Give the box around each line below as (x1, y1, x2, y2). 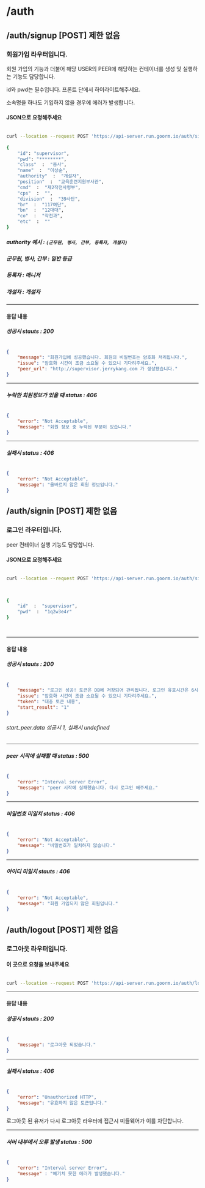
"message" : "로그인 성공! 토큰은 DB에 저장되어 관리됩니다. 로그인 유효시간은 (17, 687, 189, 693)
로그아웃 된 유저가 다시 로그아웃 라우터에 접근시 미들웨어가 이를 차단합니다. (6, 1117, 184, 1124)
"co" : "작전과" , (17, 213, 63, 219)
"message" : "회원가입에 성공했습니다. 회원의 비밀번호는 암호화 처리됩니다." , (17, 354, 188, 361)
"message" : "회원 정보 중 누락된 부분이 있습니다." (17, 424, 132, 430)
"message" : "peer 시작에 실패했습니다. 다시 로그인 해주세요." (17, 785, 159, 791)
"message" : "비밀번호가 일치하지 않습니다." (17, 843, 116, 849)
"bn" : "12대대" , (17, 207, 64, 214)
